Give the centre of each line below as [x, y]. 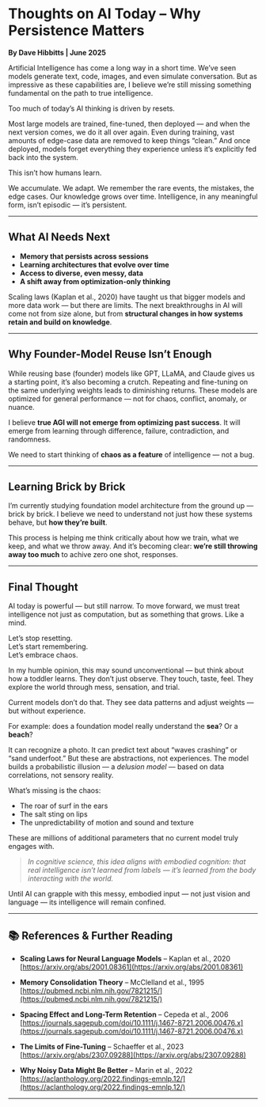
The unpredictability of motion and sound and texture [106, 823]
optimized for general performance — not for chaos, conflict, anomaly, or [127, 398]
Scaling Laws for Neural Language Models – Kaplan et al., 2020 [125, 959]
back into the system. [44, 157]
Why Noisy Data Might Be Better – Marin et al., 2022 [106, 1070]
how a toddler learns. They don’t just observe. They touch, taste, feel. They [131, 679]
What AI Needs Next [59, 237]
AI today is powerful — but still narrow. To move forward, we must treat [124, 606]
